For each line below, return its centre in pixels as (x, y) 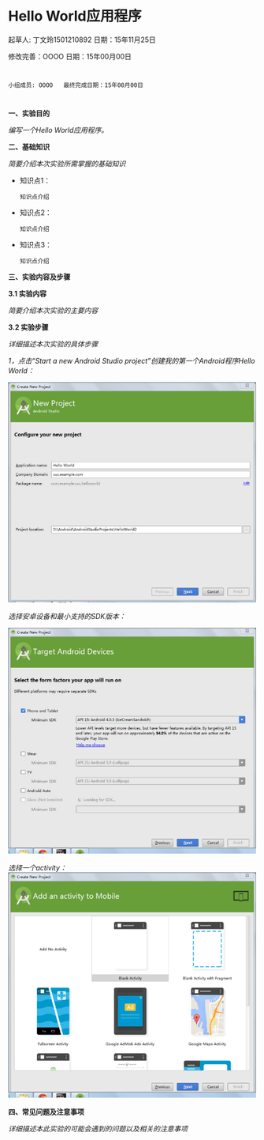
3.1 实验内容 (28, 294)
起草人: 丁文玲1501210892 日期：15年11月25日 (82, 40)
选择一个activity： (37, 867)
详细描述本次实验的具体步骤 (53, 344)
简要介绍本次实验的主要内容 (53, 311)
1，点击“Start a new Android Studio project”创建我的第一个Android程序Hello (132, 361)
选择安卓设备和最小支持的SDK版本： (67, 617)
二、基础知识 (29, 147)
